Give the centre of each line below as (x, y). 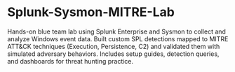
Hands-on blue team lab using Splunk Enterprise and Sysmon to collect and (117, 31)
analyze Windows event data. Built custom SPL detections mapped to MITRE (118, 38)
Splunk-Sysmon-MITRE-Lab (91, 12)
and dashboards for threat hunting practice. (70, 61)
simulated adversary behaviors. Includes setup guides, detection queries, (113, 54)
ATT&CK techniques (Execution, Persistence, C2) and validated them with (114, 46)
